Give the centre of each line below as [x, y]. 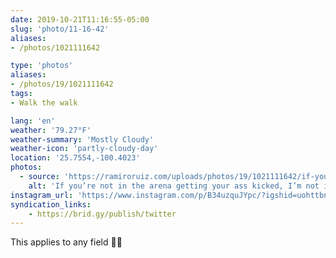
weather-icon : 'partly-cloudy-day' [84, 149]
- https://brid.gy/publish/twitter [102, 214]
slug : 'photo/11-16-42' [60, 29]
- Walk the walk [44, 102]
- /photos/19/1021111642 [62, 84]
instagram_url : [42, 195]
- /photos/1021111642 [55, 47]
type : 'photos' [42, 66]
